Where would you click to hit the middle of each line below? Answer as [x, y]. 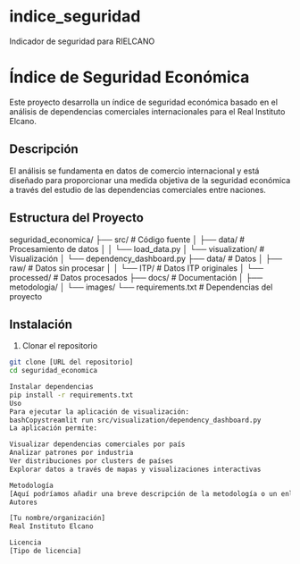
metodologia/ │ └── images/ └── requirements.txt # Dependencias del [141, 287]
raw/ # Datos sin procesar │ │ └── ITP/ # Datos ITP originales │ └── [137, 268]
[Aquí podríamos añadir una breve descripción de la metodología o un [143, 493]
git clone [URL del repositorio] [71, 362]
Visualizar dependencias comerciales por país [97, 444]
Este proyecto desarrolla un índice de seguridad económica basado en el [144, 102]
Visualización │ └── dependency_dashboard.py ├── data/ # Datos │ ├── [146, 258]
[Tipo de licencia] [46, 551]
